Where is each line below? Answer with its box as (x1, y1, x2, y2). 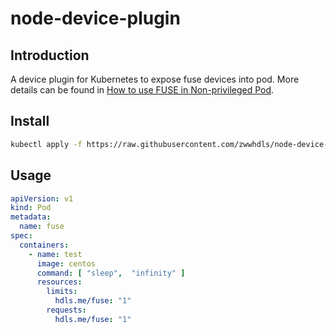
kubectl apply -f (10, 139, 83, 149)
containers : (19, 240, 70, 250)
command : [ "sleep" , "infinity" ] (36, 268, 186, 278)
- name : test (28, 249, 83, 259)
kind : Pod (10, 203, 52, 213)
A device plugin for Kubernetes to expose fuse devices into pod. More (10, 73, 300, 85)
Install (10, 113, 50, 130)
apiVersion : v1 (10, 193, 74, 204)
